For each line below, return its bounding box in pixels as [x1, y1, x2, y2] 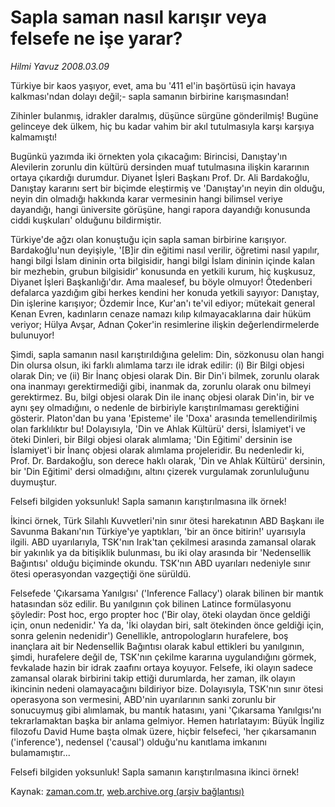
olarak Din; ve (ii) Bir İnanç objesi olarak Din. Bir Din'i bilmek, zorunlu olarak [10, 369, 320, 381]
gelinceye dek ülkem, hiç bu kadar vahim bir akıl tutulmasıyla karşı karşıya [10, 120, 315, 132]
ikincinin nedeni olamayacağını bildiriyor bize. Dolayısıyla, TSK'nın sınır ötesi [10, 682, 324, 695]
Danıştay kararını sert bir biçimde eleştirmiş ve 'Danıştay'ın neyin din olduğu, [10, 182, 325, 194]
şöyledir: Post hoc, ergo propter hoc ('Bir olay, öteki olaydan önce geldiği [10, 608, 311, 620]
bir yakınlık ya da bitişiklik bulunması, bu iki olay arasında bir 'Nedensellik [10, 546, 312, 558]
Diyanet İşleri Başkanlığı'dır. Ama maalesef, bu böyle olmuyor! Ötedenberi [10, 276, 313, 288]
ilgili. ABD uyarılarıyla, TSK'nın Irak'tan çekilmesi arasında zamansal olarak [10, 536, 317, 548]
